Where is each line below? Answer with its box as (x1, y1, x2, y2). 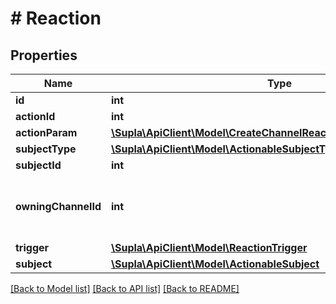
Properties (10, 47, 78, 64)
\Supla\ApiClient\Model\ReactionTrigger (111, 241, 308, 254)
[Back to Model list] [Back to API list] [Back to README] (10, 283, 240, 294)
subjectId (15, 158, 62, 172)
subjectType (15, 142, 77, 156)
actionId (15, 110, 56, 123)
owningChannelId (15, 200, 102, 213)
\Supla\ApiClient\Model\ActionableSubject (111, 257, 320, 271)
